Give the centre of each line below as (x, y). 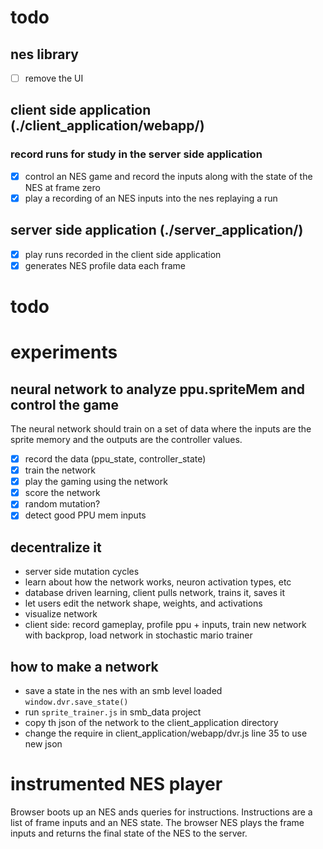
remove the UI (54, 78)
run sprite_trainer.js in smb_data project (113, 712)
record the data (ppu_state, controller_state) (115, 459)
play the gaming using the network (96, 482)
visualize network (61, 614)
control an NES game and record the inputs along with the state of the (168, 176)
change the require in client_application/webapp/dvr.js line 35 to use (166, 733)
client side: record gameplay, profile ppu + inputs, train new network (165, 625)
